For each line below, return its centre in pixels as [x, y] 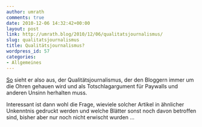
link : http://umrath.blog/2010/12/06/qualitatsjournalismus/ [85, 34]
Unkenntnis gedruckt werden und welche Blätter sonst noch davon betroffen [101, 111]
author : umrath [25, 12]
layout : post [23, 29]
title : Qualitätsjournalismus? [46, 46]
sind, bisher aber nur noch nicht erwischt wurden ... [70, 117]
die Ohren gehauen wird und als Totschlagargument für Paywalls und [92, 86]
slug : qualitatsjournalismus [43, 40]
